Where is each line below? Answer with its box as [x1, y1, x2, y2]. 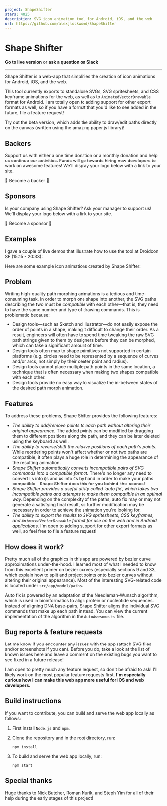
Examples [5, 235, 36, 243]
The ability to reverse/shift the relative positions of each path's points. [12, 444, 157, 450]
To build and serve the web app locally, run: [12, 753, 102, 759]
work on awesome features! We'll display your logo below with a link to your [5, 163, 161, 168]
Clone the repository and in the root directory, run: [12, 735, 116, 741]
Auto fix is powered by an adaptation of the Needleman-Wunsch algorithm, [5, 592, 159, 598]
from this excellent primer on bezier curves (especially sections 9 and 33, [5, 567, 156, 573]
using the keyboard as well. [12, 438, 69, 444]
